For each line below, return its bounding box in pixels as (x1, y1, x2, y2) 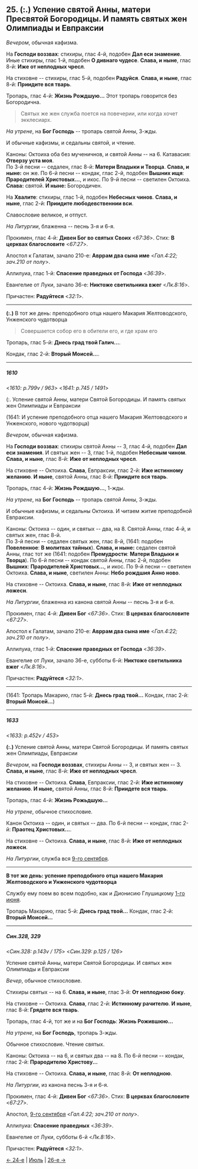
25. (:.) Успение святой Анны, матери (6, 5, 151, 15)
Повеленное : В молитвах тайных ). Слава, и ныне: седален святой (6, 544, 176, 551)
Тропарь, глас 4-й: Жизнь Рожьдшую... (6, 796, 108, 803)
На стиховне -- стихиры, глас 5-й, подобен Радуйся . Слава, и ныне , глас (6, 74, 192, 82)
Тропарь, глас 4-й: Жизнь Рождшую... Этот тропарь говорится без (6, 92, 177, 99)
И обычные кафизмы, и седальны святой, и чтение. (6, 139, 136, 146)
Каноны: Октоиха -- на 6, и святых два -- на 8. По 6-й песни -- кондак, (6, 1052, 184, 1059)
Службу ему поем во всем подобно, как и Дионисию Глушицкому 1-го (6, 890, 186, 897)
